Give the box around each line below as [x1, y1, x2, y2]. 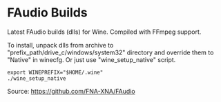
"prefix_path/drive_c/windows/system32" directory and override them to [7, 48, 214, 57]
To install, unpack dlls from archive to [7, 41, 114, 49]
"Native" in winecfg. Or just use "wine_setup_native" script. [7, 55, 176, 63]
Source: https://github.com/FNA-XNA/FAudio [7, 87, 136, 95]
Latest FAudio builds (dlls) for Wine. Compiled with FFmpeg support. [7, 28, 202, 36]
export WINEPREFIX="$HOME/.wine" [7, 69, 104, 76]
